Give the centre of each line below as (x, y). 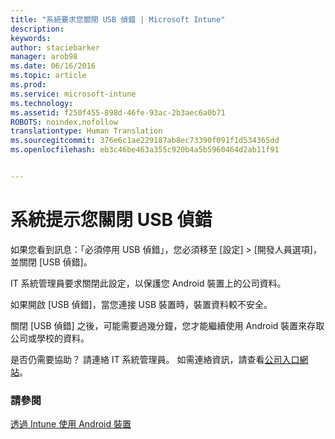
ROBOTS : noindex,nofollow (64, 122)
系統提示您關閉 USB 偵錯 (111, 220)
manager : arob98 (44, 57)
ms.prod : (28, 85)
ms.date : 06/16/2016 (53, 66)
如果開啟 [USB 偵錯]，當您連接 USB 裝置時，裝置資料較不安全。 (141, 304)
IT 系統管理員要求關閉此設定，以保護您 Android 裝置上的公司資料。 (148, 283)
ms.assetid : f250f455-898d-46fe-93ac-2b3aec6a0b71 (118, 112)
